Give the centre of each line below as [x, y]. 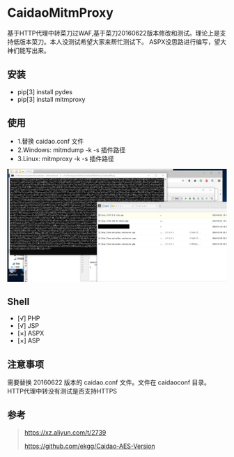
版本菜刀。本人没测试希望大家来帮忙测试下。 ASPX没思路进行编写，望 [120, 42]
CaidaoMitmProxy [60, 13]
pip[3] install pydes [45, 91]
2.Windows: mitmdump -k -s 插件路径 [71, 150]
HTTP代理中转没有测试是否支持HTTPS [62, 391]
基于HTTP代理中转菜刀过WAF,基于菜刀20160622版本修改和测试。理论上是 [114, 33]
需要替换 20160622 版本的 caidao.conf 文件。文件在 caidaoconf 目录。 [109, 382]
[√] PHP [29, 318]
